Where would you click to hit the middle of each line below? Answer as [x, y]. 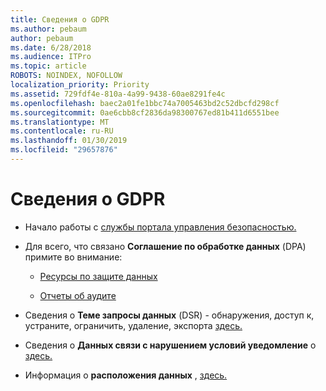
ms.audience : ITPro [51, 57]
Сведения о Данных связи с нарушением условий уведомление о [170, 345]
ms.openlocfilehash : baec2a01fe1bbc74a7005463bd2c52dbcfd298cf [145, 103]
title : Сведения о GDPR [60, 19]
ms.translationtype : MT [60, 122]
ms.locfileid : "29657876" [64, 150]
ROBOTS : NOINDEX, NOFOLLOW [66, 76]
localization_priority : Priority [80, 85]
